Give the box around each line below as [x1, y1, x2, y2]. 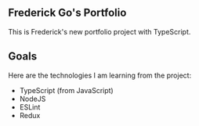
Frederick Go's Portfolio [8, 6, 127, 20]
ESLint [19, 102, 41, 112]
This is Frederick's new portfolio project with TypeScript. [8, 27, 191, 36]
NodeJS [19, 94, 46, 103]
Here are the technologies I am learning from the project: [8, 70, 192, 80]
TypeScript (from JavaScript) [19, 85, 114, 95]
